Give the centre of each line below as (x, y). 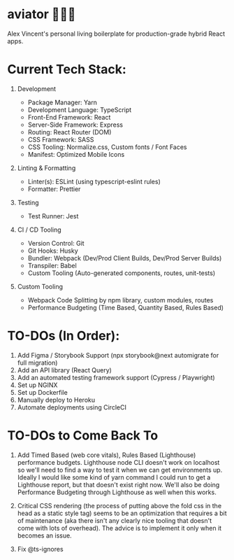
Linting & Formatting (46, 168)
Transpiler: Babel (52, 265)
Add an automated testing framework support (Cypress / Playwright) (116, 377)
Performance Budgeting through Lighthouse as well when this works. (117, 492)
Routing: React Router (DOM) (70, 132)
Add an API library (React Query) (64, 370)
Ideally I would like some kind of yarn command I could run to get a (114, 477)
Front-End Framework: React (69, 117)
